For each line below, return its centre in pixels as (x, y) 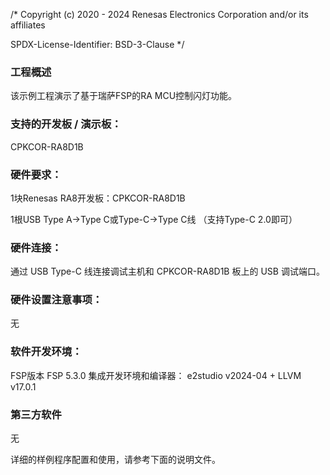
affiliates (28, 25)
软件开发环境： (46, 352)
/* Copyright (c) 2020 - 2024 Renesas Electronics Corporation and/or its (159, 14)
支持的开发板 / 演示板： (66, 124)
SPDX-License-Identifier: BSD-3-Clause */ (97, 44)
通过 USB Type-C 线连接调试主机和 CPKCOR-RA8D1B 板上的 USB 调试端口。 (167, 271)
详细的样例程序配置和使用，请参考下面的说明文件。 (115, 460)
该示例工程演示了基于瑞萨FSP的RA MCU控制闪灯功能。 (124, 96)
